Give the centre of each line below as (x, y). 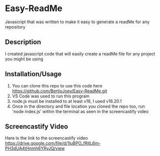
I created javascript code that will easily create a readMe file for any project (80, 54)
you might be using (24, 59)
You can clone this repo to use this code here (57, 85)
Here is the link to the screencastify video (46, 138)
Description (23, 42)
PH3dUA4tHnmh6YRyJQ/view (35, 148)
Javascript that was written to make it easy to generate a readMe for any (77, 22)
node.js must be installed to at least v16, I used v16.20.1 (67, 101)
